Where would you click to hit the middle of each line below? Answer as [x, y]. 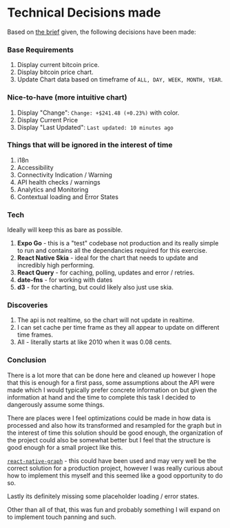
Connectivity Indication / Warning [64, 175]
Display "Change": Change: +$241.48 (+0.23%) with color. [98, 113]
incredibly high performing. [56, 265]
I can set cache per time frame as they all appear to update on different [118, 328]
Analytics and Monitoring [53, 189]
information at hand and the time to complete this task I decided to [102, 397]
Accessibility [35, 167]
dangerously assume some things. [56, 404]
